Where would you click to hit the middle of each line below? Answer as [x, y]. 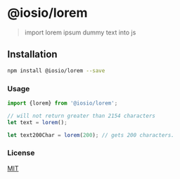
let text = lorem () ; [38, 122]
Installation [32, 54]
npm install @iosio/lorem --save [56, 71]
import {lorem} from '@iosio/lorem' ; [63, 103]
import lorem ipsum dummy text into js [80, 32]
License [21, 153]
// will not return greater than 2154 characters [82, 116]
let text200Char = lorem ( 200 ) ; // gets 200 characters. [91, 135]
